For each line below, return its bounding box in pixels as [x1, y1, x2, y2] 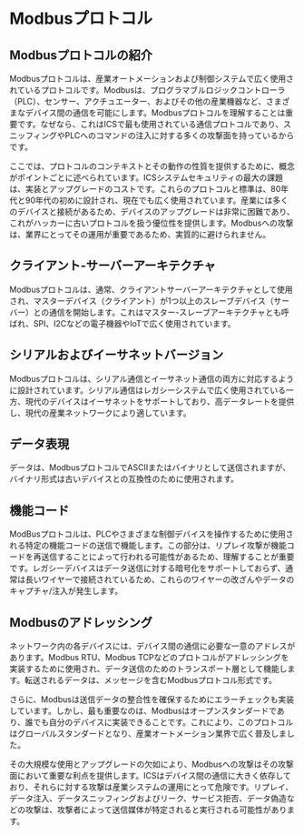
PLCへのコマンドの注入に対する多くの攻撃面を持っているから [64, 130, 295, 141]
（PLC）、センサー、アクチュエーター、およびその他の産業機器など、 [9, 96, 267, 106]
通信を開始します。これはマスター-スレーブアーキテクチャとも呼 [48, 307, 290, 317]
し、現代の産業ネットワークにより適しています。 [9, 407, 191, 418]
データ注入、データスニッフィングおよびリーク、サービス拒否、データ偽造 [9, 793, 288, 804]
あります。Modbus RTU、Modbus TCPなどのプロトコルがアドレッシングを [9, 652, 289, 663]
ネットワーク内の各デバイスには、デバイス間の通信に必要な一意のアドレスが [9, 640, 296, 651]
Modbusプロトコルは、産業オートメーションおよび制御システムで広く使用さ [9, 74, 295, 84]
